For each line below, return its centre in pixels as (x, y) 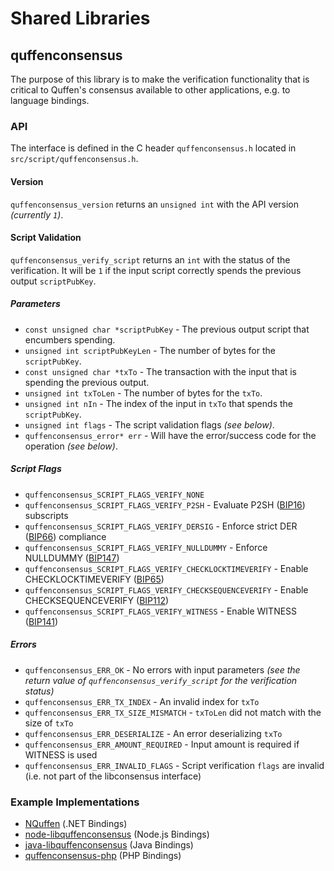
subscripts (46, 515)
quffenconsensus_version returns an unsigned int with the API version (155, 204)
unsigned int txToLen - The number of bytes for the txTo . (143, 393)
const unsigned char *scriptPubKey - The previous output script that (167, 329)
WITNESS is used (61, 754)
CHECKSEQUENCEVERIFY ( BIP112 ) (97, 600)
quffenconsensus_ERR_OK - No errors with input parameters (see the (162, 669)
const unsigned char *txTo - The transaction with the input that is (160, 371)
